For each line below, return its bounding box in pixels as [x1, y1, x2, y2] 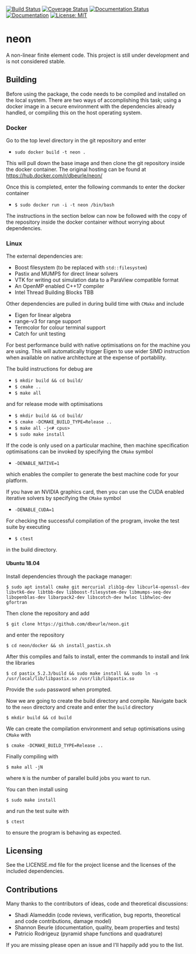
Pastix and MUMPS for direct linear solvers [14, 270, 118, 278]
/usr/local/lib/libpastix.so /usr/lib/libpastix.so [6, 675, 135, 682]
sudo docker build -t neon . [14, 149, 86, 155]
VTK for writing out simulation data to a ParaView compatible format [14, 276, 179, 283]
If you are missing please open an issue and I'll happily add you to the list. [6, 942, 184, 949]
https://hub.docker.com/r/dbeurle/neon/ [6, 172, 102, 179]
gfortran [6, 599, 27, 606]
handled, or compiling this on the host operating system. [6, 109, 142, 116]
